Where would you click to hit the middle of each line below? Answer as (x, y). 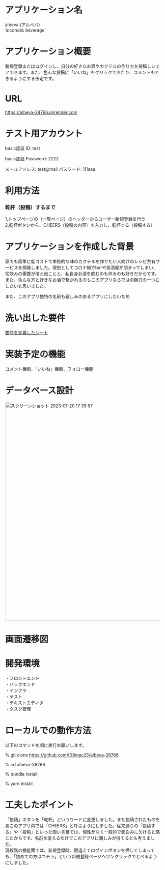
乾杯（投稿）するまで (30, 207)
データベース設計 (39, 391)
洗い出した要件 (35, 318)
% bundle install (21, 774)
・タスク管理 (18, 709)
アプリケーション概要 (48, 52)
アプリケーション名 (44, 10)
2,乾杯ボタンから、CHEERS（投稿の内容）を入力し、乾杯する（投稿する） (80, 225)
